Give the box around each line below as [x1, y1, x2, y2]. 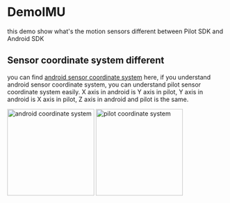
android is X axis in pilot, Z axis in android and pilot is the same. [7, 95, 189, 103]
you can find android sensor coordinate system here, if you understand [7, 73, 211, 81]
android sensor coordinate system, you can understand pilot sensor [7, 80, 202, 89]
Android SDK [7, 34, 44, 42]
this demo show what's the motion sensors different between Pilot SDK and [7, 27, 224, 35]
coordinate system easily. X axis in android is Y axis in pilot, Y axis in [7, 87, 204, 96]
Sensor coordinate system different [7, 55, 165, 67]
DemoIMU [7, 4, 66, 20]
